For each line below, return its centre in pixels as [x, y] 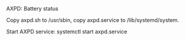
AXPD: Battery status [32, 9]
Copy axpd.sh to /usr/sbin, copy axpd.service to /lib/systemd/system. [93, 20]
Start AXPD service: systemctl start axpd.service [67, 31]
